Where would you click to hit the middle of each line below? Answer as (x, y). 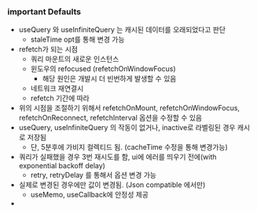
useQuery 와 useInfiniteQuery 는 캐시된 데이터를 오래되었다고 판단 (122, 30)
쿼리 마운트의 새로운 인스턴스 (75, 59)
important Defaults (44, 12)
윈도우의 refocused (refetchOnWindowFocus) (103, 69)
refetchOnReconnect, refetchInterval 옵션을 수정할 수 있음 (110, 118)
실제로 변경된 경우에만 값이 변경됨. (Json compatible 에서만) (112, 185)
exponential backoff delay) (62, 166)
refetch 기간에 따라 (60, 98)
